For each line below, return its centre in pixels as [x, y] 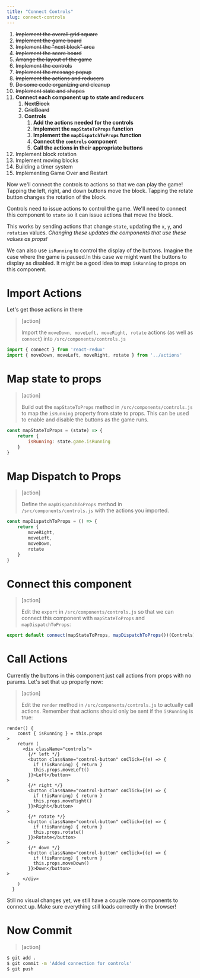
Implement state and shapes [50, 91]
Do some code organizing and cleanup [63, 84]
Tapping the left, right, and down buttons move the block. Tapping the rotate [100, 190]
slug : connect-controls [36, 17]
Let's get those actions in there [45, 310]
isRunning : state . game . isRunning [69, 442]
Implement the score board [48, 53]
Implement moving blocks [47, 160]
